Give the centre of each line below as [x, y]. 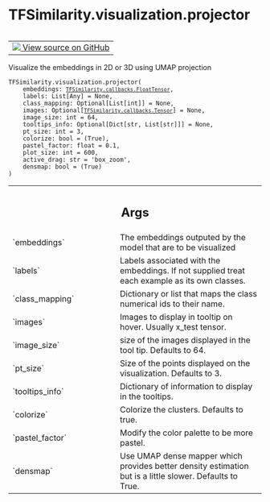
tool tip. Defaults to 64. [163, 351]
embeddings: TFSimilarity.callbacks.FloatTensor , [98, 89]
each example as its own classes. [183, 281]
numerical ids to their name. [172, 304]
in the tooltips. [147, 396]
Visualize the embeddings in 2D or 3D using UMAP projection [110, 67]
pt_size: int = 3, [53, 131]
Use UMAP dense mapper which [181, 456]
